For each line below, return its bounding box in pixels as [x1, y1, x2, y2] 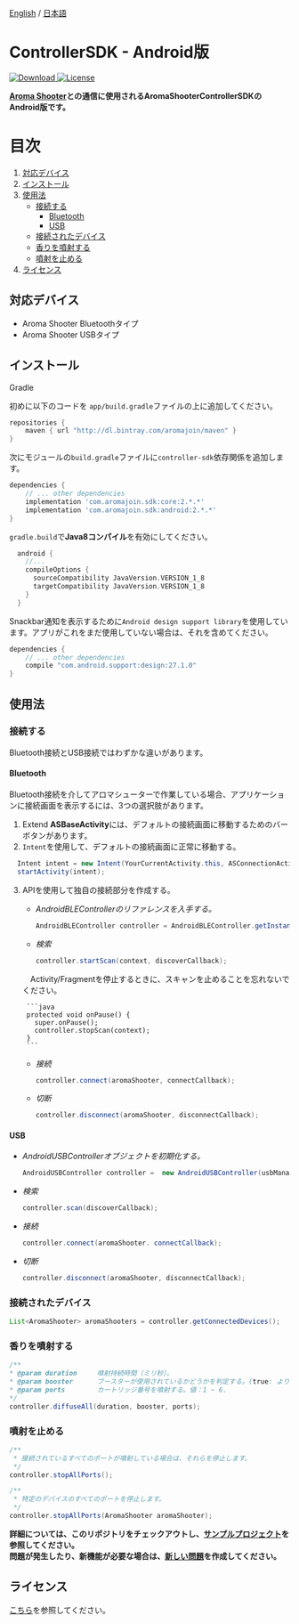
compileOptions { [25, 565, 90, 574]
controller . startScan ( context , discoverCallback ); [35, 956, 228, 965]
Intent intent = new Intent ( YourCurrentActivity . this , [17, 859, 225, 868]
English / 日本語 [9, 8, 67, 18]
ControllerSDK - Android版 [9, 43, 209, 62]
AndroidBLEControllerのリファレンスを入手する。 [35, 903, 216, 914]
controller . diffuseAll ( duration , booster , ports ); [9, 1401, 201, 1411]
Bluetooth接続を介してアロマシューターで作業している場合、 [9, 789, 231, 800]
